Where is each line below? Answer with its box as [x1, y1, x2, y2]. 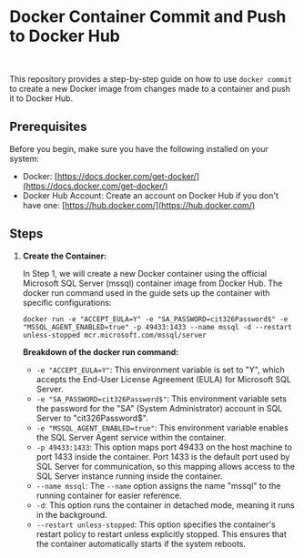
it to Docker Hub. [9, 93, 74, 104]
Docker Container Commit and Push [9, 6, 287, 27]
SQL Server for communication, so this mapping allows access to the [35, 461, 296, 472]
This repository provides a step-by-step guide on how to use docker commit [9, 73, 293, 84]
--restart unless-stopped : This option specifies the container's [35, 519, 276, 530]
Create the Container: [22, 250, 107, 261]
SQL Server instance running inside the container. [35, 471, 223, 482]
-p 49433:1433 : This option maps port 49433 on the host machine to [35, 441, 293, 452]
